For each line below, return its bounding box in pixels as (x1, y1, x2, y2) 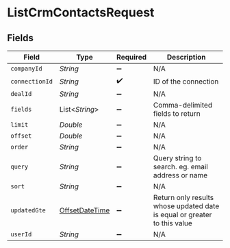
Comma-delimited (153, 101, 213, 110)
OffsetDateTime (59, 206, 110, 215)
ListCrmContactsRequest (7, 5, 155, 21)
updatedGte (10, 207, 46, 214)
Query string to (153, 153, 202, 162)
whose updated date (153, 201, 220, 210)
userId (10, 231, 32, 238)
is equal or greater (153, 210, 212, 219)
